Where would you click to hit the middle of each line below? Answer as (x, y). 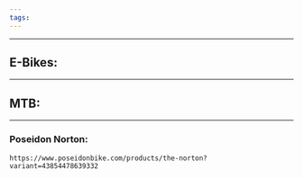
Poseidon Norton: (49, 139)
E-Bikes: (34, 62)
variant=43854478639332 (54, 166)
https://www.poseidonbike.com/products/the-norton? (108, 158)
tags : (19, 18)
